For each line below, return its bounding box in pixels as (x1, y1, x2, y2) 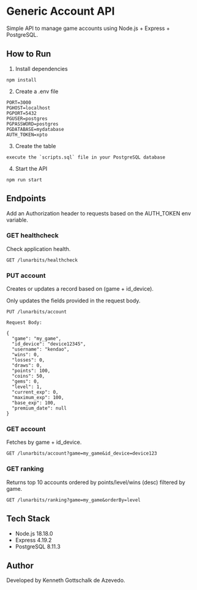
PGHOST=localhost (6, 105, 51, 111)
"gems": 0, (12, 378, 40, 385)
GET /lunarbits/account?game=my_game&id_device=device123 (6, 450, 157, 457)
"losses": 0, (12, 357, 45, 364)
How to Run (6, 49, 51, 59)
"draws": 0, (12, 362, 43, 368)
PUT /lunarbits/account (6, 309, 67, 315)
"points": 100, (12, 368, 51, 374)
